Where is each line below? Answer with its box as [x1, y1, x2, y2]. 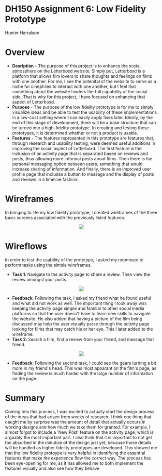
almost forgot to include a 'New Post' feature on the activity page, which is [5, 429, 154, 435]
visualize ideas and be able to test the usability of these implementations [12, 109, 157, 115]
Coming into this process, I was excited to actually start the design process [5, 408, 155, 414]
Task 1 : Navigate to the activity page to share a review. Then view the [12, 271, 150, 277]
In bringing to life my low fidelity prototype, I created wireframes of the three [5, 209, 158, 215]
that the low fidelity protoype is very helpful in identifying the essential [5, 450, 145, 456]
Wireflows [5, 241, 47, 252]
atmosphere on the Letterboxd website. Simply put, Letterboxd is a [12, 68, 145, 74]
